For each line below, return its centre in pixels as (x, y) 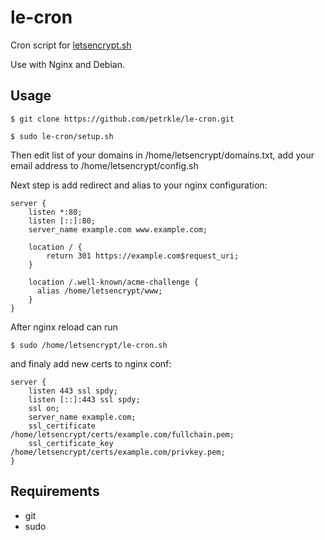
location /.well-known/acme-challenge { (113, 282)
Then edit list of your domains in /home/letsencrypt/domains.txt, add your (162, 155)
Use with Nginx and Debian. (67, 64)
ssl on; (44, 408)
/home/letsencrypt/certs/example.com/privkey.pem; (118, 452)
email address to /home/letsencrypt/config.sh (104, 165)
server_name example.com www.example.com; (118, 229)
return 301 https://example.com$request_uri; (143, 256)
